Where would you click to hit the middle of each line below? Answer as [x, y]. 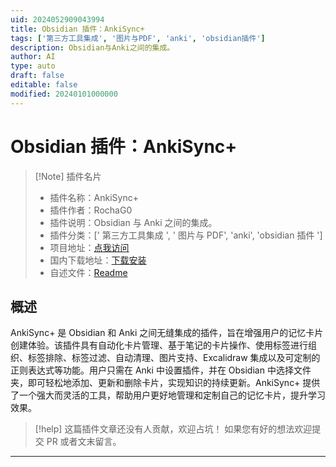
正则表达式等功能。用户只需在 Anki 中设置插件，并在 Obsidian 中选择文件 [161, 370]
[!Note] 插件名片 [68, 176]
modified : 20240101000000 [64, 94]
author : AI [33, 57]
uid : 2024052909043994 [57, 19]
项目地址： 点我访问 [89, 247]
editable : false [44, 85]
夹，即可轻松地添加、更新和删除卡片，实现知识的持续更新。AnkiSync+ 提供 [165, 383]
